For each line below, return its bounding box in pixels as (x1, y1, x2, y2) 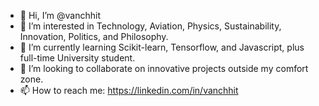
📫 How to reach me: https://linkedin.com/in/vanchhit (19, 85, 239, 96)
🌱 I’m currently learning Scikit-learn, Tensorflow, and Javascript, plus (19, 41, 305, 53)
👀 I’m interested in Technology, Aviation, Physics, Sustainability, (19, 20, 282, 32)
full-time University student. (19, 52, 136, 64)
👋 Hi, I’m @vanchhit (19, 10, 101, 21)
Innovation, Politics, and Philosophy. (19, 31, 169, 42)
